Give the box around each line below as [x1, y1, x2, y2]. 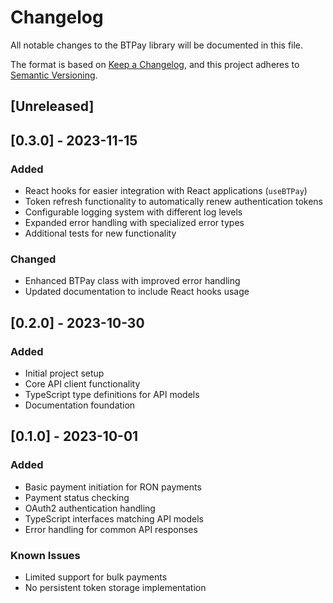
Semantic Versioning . [10, 69, 98, 81]
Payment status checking [24, 491, 130, 503]
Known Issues [10, 548, 81, 562]
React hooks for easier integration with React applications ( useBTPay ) [24, 185, 308, 197]
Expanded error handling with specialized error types [24, 217, 245, 229]
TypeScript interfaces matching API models [24, 512, 204, 525]
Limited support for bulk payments [24, 571, 168, 583]
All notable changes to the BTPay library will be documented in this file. [10, 39, 304, 51]
